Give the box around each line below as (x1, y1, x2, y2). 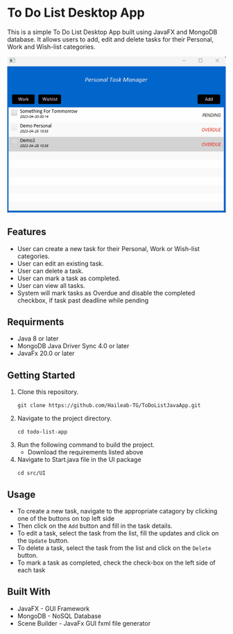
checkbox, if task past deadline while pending (17, 296, 149, 305)
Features (7, 226, 46, 238)
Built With (7, 586, 51, 598)
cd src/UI (17, 470, 46, 477)
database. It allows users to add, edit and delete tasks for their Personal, (7, 35, 214, 43)
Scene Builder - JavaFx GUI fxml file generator (17, 619, 151, 627)
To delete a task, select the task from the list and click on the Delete (17, 544, 212, 552)
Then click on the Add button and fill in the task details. (17, 522, 173, 530)
